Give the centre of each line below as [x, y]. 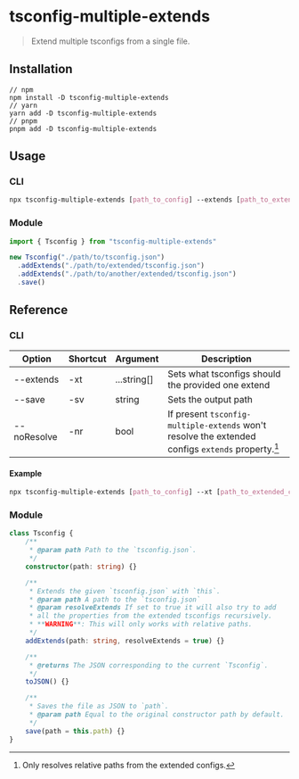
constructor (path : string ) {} [81, 567]
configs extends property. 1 [223, 448]
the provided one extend [219, 385]
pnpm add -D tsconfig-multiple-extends [83, 128]
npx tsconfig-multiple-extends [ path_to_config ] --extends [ [125, 200]
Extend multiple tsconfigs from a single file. [110, 41]
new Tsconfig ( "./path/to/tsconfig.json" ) [87, 257]
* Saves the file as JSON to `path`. [99, 707]
